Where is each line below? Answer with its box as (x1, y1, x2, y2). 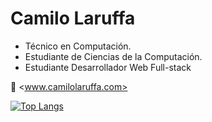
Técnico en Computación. (24, 40, 132, 52)
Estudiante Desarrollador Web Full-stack (24, 61, 192, 73)
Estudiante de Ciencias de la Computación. (24, 50, 203, 62)
